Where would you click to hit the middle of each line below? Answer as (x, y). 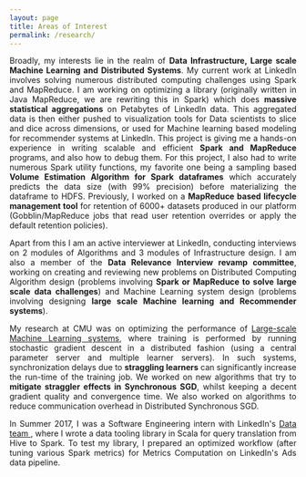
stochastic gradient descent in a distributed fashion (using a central (153, 348)
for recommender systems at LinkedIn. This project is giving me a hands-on (153, 139)
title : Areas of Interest (58, 26)
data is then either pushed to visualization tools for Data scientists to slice (153, 119)
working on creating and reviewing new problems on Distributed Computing (153, 272)
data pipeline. (35, 462)
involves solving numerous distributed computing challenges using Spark (153, 80)
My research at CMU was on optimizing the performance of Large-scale (153, 328)
